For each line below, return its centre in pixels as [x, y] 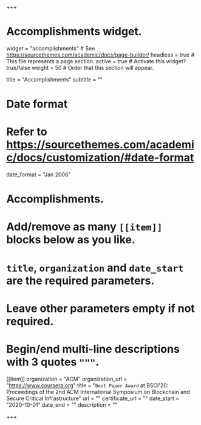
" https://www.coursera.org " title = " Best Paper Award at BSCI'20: [87, 385]
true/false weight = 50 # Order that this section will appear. [80, 67]
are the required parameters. [80, 281]
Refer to [27, 132]
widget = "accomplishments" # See [51, 48]
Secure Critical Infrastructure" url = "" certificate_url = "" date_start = [93, 398]
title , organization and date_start [95, 268]
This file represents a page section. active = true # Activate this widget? [96, 61]
